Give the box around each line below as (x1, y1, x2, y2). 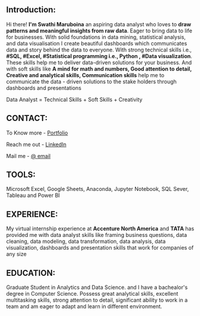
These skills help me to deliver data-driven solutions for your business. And (6, 59, 192, 66)
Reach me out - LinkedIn (6, 141, 67, 148)
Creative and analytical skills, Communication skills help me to (6, 71, 165, 78)
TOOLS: (6, 170, 36, 180)
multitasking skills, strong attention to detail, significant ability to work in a (6, 296, 188, 304)
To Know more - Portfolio (6, 129, 69, 136)
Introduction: (6, 5, 56, 15)
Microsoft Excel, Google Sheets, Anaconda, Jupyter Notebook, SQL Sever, (6, 186, 189, 193)
